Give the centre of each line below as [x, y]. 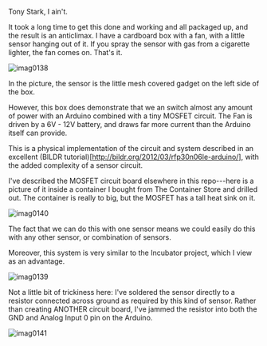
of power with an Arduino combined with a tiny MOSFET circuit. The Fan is [130, 116]
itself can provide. [38, 133]
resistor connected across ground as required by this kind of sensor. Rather [132, 300]
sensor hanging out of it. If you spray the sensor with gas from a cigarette [129, 44]
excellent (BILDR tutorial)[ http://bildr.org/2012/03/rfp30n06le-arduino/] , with [133, 157]
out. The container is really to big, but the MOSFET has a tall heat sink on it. [132, 198]
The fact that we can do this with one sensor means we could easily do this [132, 229]
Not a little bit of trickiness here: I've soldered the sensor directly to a [122, 292]
